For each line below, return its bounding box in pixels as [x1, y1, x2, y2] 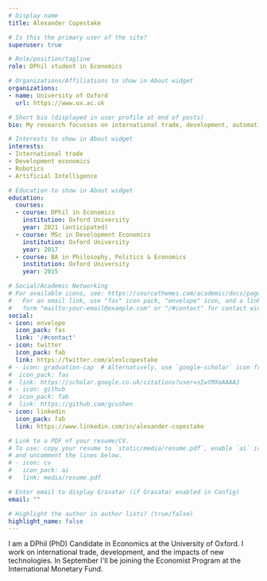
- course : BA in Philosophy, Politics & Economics [15, 253, 187, 261]
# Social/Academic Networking [8, 282, 109, 290]
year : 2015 [22, 268, 59, 276]
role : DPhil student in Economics [8, 63, 123, 71]
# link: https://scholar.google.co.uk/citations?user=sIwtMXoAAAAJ [8, 378, 240, 386]
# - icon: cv [8, 459, 52, 467]
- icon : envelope [8, 319, 66, 327]
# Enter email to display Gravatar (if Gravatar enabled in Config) [8, 488, 240, 496]
